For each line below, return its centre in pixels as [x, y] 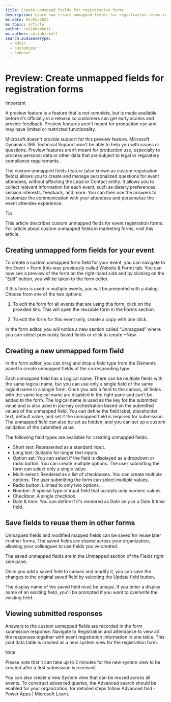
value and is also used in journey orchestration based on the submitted [80, 406]
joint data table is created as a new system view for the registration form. [82, 642]
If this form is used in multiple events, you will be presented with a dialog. [82, 289]
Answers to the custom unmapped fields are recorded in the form [74, 626]
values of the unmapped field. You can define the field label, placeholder [81, 411]
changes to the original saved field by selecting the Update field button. [80, 577]
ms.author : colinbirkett [32, 34]
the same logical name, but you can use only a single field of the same [79, 384]
